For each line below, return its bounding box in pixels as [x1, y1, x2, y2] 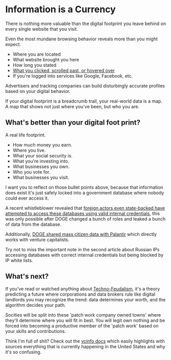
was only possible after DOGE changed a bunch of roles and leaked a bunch [5, 215, 166, 222]
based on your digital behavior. [5, 88, 70, 94]
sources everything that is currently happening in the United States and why [5, 343, 165, 349]
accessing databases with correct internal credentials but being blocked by [5, 252, 164, 258]
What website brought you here [12, 56, 80, 62]
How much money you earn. [12, 141, 72, 148]
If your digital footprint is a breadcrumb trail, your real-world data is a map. [5, 98, 162, 104]
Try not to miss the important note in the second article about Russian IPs [5, 246, 160, 252]
